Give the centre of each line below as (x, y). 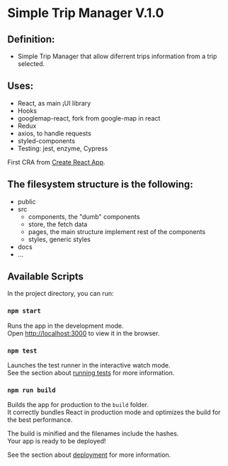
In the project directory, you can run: (61, 294)
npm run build (32, 390)
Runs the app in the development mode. (65, 326)
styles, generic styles (59, 239)
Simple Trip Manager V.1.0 (86, 13)
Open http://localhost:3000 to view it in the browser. (84, 333)
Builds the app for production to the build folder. (78, 405)
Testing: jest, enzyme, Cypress (63, 148)
